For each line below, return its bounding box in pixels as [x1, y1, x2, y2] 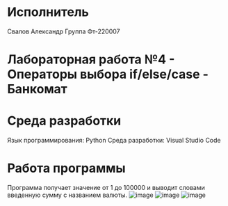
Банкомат [7, 81, 67, 97]
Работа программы [7, 161, 127, 176]
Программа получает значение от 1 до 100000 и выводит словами [7, 184, 205, 191]
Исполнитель [7, 4, 89, 20]
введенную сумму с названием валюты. [7, 191, 127, 199]
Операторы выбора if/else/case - [7, 67, 209, 82]
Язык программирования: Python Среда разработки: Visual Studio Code [7, 136, 221, 145]
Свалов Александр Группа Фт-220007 [7, 27, 120, 35]
